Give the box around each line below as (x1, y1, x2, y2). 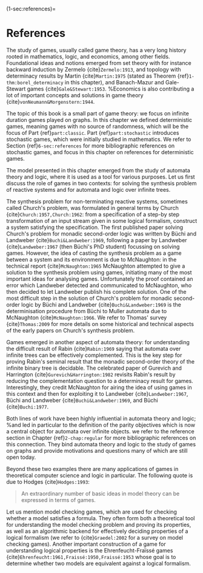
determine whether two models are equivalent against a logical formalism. (6, 560, 191, 567)
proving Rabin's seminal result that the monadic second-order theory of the (6, 358, 195, 365)
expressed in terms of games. (21, 496, 96, 503)
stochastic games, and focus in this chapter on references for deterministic (6, 148, 194, 155)
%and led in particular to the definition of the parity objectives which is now (6, 421, 196, 429)
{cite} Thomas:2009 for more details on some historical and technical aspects (6, 320, 194, 327)
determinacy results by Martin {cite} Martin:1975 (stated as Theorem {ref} (6, 72, 189, 80)
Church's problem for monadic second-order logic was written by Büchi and (6, 230, 197, 237)
